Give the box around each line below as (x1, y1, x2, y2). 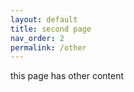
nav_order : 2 (10, 33, 65, 43)
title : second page (10, 24, 92, 34)
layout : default (10, 14, 78, 25)
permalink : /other (10, 42, 87, 53)
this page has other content (10, 70, 125, 82)
